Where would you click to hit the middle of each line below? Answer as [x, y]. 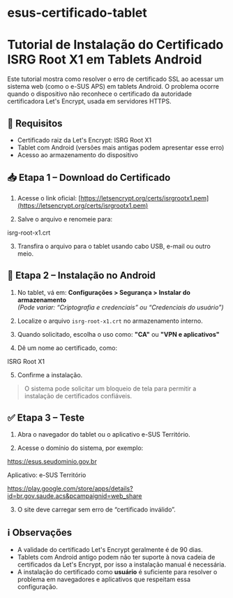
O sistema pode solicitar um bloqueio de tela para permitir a [110, 388]
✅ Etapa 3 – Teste [46, 417]
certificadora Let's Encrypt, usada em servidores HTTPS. [90, 101]
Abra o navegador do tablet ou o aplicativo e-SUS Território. [104, 435]
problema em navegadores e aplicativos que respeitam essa [104, 579]
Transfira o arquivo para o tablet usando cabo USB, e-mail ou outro [114, 246]
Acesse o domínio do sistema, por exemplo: [80, 448]
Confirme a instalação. [50, 374]
